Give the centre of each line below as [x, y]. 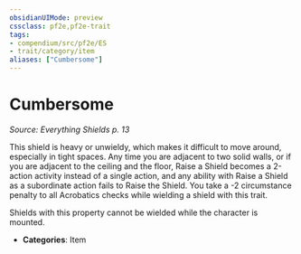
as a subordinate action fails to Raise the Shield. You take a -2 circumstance [150, 185]
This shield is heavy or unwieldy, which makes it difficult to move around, [146, 146]
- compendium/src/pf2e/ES [58, 43]
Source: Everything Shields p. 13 [70, 129]
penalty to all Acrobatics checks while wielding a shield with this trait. [139, 194]
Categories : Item [54, 240]
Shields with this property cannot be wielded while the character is [134, 212]
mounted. [27, 221]
